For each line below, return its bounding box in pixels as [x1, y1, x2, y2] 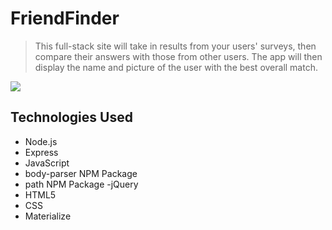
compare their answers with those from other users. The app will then [34, 50, 323, 62]
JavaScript [24, 157, 70, 169]
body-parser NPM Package [24, 167, 138, 179]
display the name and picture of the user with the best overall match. [34, 61, 318, 73]
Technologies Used [10, 109, 133, 126]
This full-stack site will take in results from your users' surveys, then [34, 40, 317, 52]
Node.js [24, 135, 58, 147]
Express [24, 146, 59, 158]
